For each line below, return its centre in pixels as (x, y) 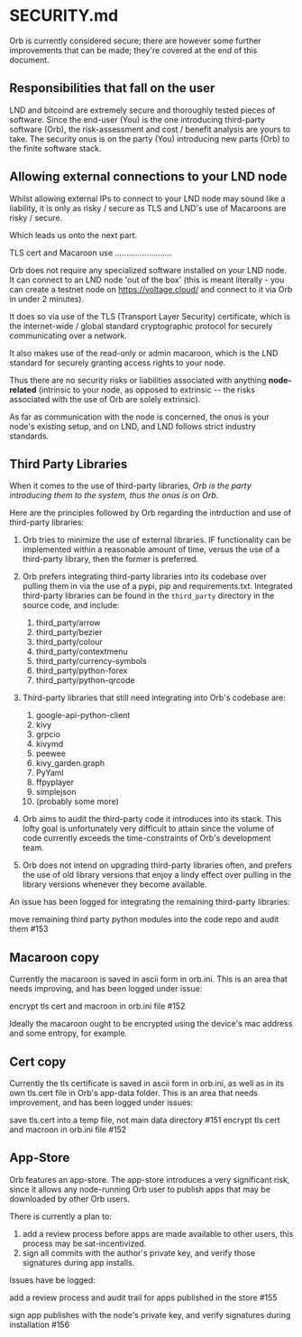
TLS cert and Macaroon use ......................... (91, 253)
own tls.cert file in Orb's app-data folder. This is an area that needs (134, 1093)
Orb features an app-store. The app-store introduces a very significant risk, (150, 1179)
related (23, 390)
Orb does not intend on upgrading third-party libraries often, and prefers (157, 865)
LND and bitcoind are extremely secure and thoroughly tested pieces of (142, 110)
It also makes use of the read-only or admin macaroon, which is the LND (144, 353)
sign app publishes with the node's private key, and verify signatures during (150, 1314)
